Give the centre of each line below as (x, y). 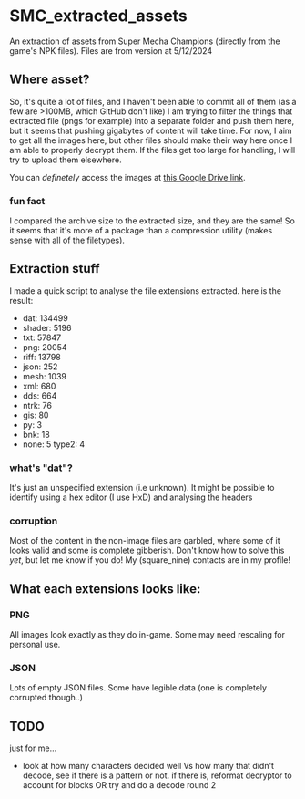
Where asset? (50, 80)
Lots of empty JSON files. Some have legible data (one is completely (138, 688)
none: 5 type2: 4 (54, 444)
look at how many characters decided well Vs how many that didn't (148, 766)
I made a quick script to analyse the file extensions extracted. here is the (146, 291)
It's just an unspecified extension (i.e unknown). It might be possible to (142, 488)
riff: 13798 (41, 357)
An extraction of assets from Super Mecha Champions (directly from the (145, 41)
